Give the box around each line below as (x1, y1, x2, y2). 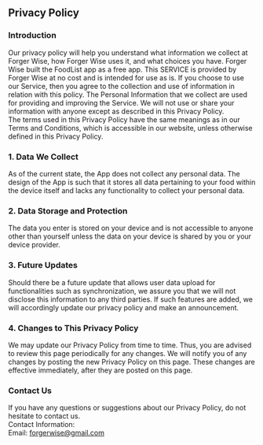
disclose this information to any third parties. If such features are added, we (8, 295, 254, 304)
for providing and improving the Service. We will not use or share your (8, 98, 235, 107)
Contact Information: (8, 420, 75, 429)
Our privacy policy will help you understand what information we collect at (8, 47, 249, 57)
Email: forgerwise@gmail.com (8, 428, 104, 438)
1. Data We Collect (8, 151, 79, 162)
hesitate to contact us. (8, 411, 81, 421)
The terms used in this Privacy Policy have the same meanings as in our (8, 114, 241, 124)
